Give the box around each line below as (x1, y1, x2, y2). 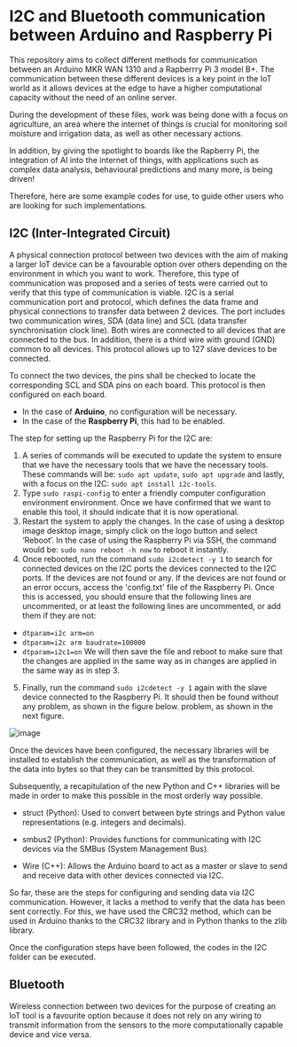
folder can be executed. (9, 951, 97, 962)
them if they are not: (21, 610, 97, 621)
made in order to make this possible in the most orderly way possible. (9, 790, 263, 801)
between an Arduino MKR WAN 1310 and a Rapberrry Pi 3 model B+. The (9, 64, 275, 74)
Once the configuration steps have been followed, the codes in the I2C (9, 942, 268, 952)
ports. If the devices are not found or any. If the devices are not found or (21, 572, 286, 582)
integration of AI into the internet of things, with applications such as (9, 154, 260, 165)
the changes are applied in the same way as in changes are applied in (21, 655, 277, 666)
